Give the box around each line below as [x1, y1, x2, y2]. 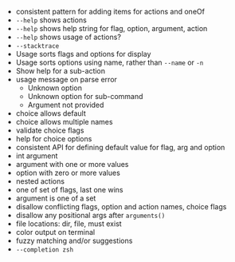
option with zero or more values [15, 168, 121, 177]
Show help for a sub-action [15, 66, 106, 75]
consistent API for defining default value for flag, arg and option [15, 143, 225, 152]
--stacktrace [15, 42, 60, 50]
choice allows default [15, 109, 86, 118]
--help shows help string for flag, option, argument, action [15, 24, 208, 33]
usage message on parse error [15, 75, 118, 84]
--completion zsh [15, 246, 74, 254]
